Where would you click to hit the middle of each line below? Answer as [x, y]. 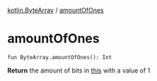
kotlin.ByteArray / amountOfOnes [56, 10]
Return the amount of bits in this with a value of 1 [79, 70]
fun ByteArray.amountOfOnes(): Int [60, 57]
